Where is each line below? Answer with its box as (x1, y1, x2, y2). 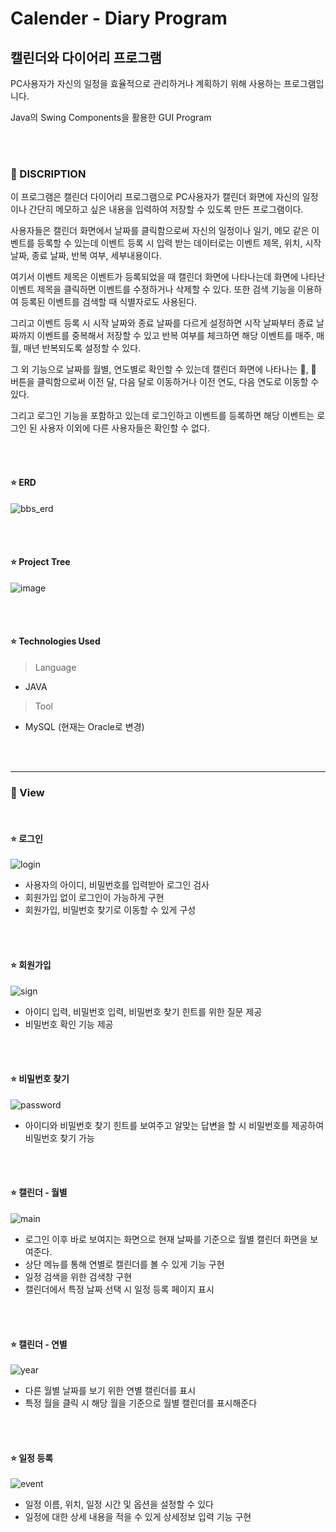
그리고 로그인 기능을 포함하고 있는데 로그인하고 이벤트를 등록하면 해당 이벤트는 (10, 410, 315, 422)
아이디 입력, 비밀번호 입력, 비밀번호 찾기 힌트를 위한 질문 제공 (24, 1005, 263, 1017)
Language (34, 661, 77, 673)
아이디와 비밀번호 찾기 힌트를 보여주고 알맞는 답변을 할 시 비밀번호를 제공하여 (24, 1119, 325, 1131)
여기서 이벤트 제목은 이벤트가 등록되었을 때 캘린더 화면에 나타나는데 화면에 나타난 (10, 271, 326, 283)
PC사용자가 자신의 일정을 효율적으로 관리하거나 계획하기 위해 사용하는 (10, 78, 282, 89)
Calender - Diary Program (10, 7, 228, 30)
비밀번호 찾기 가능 (24, 1132, 95, 1144)
